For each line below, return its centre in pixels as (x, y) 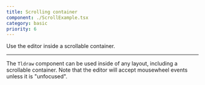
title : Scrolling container (42, 12)
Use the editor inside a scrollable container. (61, 46)
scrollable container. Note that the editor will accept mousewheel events (97, 70)
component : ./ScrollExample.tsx (47, 18)
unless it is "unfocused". (37, 76)
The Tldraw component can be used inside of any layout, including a (92, 64)
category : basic (27, 23)
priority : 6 (21, 29)
